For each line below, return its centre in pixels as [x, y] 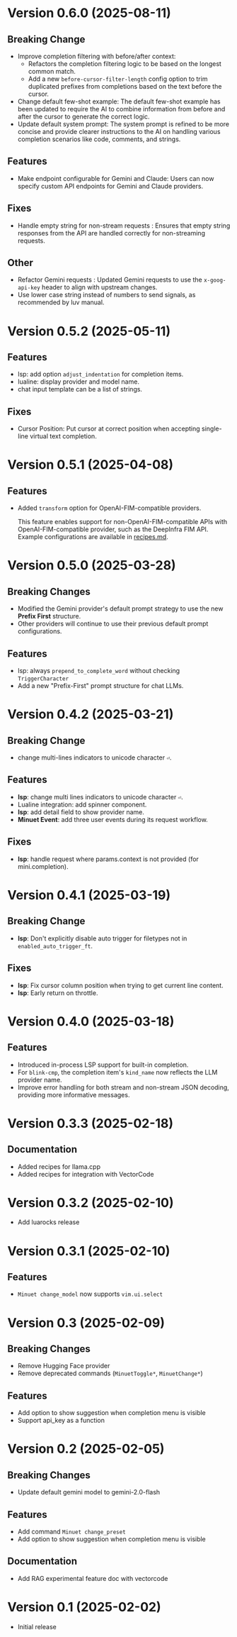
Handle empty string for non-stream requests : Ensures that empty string [124, 226]
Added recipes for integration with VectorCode [86, 1174]
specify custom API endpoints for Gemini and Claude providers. [110, 186]
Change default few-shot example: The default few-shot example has [119, 101]
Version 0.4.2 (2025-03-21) [91, 715]
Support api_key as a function [61, 1421]
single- [212, 429]
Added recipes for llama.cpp [59, 1166]
